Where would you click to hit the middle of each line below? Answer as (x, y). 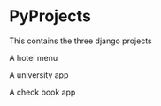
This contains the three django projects (80, 41)
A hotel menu (34, 57)
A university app (39, 75)
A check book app (42, 92)
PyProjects (50, 16)
